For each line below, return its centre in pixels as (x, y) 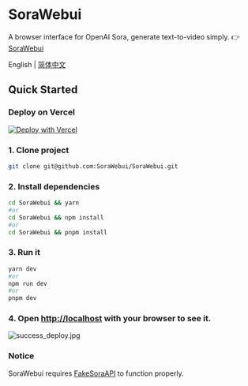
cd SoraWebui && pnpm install (58, 232)
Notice (21, 356)
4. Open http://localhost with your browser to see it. (110, 319)
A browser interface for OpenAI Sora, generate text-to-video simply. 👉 (124, 36)
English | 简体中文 (37, 64)
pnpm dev (23, 298)
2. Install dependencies (54, 186)
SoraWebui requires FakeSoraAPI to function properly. (96, 373)
